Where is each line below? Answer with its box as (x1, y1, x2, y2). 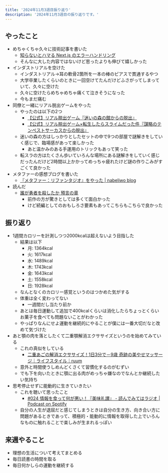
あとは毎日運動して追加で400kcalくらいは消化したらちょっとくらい (19, 308, 159, 314)
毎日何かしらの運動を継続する (12, 462, 74, 468)
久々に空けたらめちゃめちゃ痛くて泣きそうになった (19, 90, 125, 96)
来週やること (5, 435, 45, 444)
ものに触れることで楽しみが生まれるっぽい (24, 419, 112, 425)
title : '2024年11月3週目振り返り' (5, 7, 71, 13)
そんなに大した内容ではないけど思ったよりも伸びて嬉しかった (19, 59, 147, 65)
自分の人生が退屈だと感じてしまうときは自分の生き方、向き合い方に (19, 407, 160, 413)
